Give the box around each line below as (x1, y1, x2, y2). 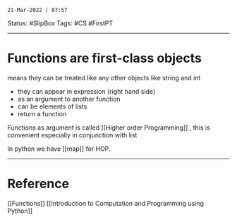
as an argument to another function (17, 94, 121, 103)
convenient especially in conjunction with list (7, 130, 138, 139)
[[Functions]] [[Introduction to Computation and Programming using (7, 199, 205, 207)
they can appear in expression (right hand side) (17, 87, 156, 95)
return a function (17, 109, 67, 118)
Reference (7, 176, 69, 192)
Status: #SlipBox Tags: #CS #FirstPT (7, 19, 114, 27)
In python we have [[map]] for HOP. (7, 144, 111, 153)
